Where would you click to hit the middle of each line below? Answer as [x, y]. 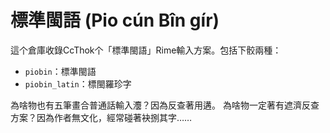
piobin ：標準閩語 [60, 71]
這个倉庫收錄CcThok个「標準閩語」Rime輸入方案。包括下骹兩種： [146, 50]
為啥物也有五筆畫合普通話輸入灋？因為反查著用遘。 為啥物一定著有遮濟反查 [165, 105]
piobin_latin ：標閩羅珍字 [78, 83]
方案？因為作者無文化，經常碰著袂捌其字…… [101, 117]
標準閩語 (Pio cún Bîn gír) [115, 20]
